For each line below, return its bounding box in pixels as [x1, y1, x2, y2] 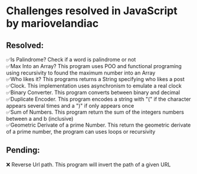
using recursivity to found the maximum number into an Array [6, 69, 156, 76]
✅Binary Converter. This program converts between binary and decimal [6, 89, 180, 96]
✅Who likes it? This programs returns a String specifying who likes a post [6, 76, 185, 82]
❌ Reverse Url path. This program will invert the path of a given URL [6, 161, 171, 168]
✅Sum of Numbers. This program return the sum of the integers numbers [6, 108, 185, 115]
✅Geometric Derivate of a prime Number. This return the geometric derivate [6, 121, 191, 128]
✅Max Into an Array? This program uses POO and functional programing [6, 63, 182, 69]
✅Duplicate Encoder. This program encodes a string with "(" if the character [6, 96, 191, 102]
